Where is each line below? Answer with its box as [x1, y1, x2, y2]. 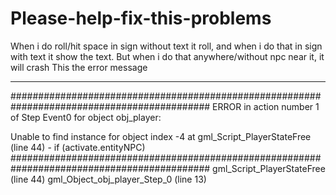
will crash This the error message [10, 61, 148, 73]
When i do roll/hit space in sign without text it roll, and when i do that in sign [10, 40, 323, 52]
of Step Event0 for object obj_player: [10, 111, 162, 123]
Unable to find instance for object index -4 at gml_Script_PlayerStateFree [10, 130, 312, 142]
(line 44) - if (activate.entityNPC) [10, 141, 146, 153]
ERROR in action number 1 [212, 100, 320, 112]
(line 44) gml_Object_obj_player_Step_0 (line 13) [10, 173, 207, 185]
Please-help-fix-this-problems [10, 7, 272, 30]
